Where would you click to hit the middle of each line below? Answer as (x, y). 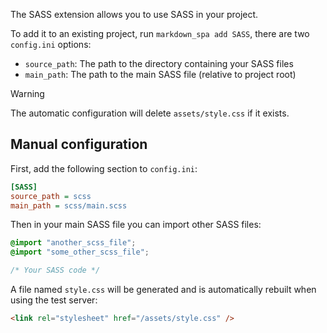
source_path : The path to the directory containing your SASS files (159, 63)
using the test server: (54, 300)
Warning (27, 93)
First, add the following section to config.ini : (104, 168)
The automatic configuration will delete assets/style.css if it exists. (150, 113)
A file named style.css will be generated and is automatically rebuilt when (163, 290)
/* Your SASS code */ (55, 270)
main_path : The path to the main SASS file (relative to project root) (160, 74)
